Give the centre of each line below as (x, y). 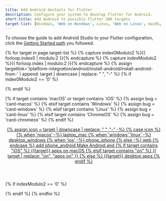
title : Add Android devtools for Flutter (49, 10)
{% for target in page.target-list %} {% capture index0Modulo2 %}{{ (75, 53)
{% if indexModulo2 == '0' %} (36, 184)
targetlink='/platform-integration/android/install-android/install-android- (79, 69)
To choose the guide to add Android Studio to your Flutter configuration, (79, 38)
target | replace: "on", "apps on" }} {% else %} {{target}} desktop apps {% (84, 156)
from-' (12, 74)
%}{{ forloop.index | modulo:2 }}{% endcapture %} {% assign (69, 63)
